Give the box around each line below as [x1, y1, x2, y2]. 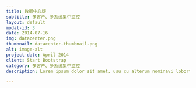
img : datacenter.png [6, 36, 57, 41]
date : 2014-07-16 [6, 30, 48, 36]
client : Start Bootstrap [6, 57, 66, 63]
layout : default [6, 19, 45, 25]
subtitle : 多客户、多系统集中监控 [6, 14, 80, 20]
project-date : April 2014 [6, 52, 69, 58]
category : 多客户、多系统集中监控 [6, 62, 80, 69]
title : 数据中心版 [6, 8, 47, 15]
